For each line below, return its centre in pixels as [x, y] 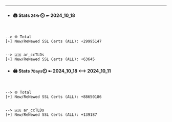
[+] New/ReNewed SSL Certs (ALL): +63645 [50, 59]
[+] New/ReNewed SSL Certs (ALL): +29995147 [53, 41]
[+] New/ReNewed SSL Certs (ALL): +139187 [51, 115]
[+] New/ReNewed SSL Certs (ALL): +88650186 [53, 97]
